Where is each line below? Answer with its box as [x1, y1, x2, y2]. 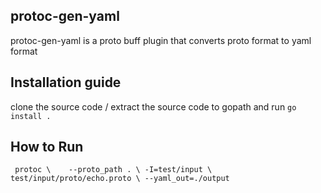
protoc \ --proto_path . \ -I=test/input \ [14, 165, 213, 175]
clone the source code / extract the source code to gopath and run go [10, 100, 297, 113]
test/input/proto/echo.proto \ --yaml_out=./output [10, 174, 230, 184]
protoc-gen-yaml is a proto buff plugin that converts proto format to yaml [10, 34, 312, 46]
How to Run [10, 139, 84, 156]
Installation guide [10, 74, 122, 91]
